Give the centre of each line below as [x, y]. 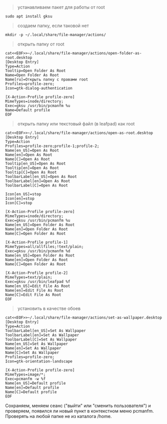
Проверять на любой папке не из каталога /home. [58, 416]
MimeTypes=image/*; [25, 374]
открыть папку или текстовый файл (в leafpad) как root [76, 124]
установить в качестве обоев [49, 308]
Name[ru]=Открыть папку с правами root [47, 79]
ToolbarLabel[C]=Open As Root [37, 185]
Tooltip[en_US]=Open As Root [35, 163]
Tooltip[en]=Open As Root [32, 168]
